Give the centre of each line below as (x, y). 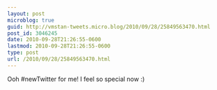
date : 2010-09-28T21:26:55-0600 (54, 40)
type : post (23, 53)
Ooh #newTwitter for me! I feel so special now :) (76, 79)
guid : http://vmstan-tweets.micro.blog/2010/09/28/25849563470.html (109, 27)
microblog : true (31, 20)
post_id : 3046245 (32, 33)
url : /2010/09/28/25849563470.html (59, 59)
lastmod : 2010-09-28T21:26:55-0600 (59, 46)
